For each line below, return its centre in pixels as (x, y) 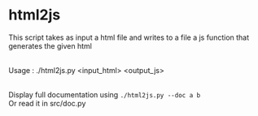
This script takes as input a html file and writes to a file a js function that (129, 37)
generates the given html (50, 45)
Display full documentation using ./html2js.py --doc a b (105, 94)
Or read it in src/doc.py (47, 103)
